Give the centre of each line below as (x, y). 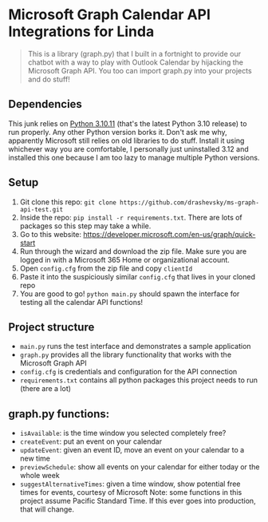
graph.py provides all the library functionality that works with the (126, 355)
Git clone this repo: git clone (68, 202)
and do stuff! (49, 79)
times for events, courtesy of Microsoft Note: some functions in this (131, 492)
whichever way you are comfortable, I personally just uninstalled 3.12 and (128, 148)
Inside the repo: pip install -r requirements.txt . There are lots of (131, 217)
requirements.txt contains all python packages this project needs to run (138, 380)
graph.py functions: (59, 414)
